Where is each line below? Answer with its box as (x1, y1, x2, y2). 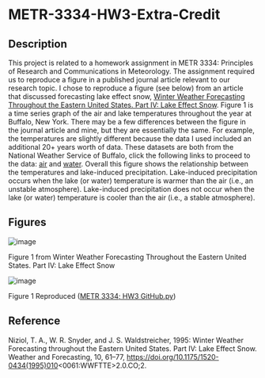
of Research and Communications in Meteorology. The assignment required (8, 67, 256, 76)
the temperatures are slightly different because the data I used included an (8, 134, 252, 143)
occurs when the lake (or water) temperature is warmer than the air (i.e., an (8, 176, 253, 185)
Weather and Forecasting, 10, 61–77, (8, 352, 125, 361)
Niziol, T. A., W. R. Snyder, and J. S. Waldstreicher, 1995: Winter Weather (8, 335, 244, 345)
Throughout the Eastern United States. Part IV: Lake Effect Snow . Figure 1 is (8, 101, 254, 109)
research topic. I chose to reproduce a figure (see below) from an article (8, 83, 244, 93)
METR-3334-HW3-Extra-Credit (8, 6, 221, 24)
